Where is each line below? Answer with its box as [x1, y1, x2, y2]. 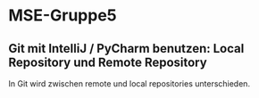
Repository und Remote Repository [8, 54, 207, 69]
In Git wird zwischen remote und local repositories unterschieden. [8, 78, 251, 89]
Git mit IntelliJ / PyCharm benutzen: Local [8, 41, 245, 56]
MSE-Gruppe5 [8, 5, 117, 26]
